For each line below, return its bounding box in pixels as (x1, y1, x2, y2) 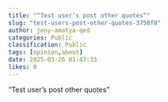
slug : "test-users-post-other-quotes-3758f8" (8, 19, 161, 27)
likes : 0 (8, 63, 37, 71)
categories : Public (8, 33, 73, 42)
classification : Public (8, 41, 87, 49)
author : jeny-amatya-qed (8, 26, 90, 34)
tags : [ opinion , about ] (8, 48, 83, 56)
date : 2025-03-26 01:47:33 (8, 56, 97, 64)
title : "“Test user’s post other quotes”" (8, 11, 151, 20)
